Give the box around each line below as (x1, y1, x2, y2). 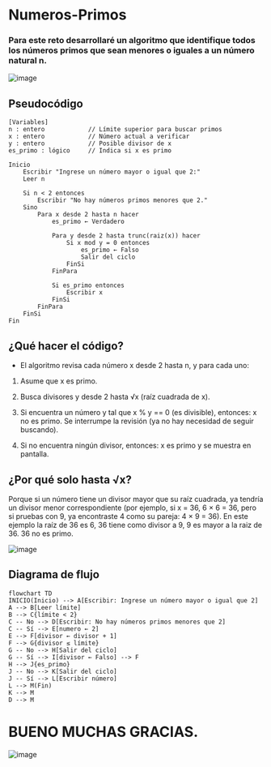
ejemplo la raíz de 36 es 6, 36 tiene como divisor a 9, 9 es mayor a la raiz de (8, 520, 263, 529)
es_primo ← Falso (80, 246, 139, 255)
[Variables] (8, 118, 49, 126)
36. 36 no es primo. (8, 529, 74, 538)
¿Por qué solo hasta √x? (8, 473, 132, 486)
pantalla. (19, 449, 49, 459)
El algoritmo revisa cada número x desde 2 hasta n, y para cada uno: (19, 361, 249, 371)
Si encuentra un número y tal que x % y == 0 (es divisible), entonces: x (19, 408, 257, 418)
